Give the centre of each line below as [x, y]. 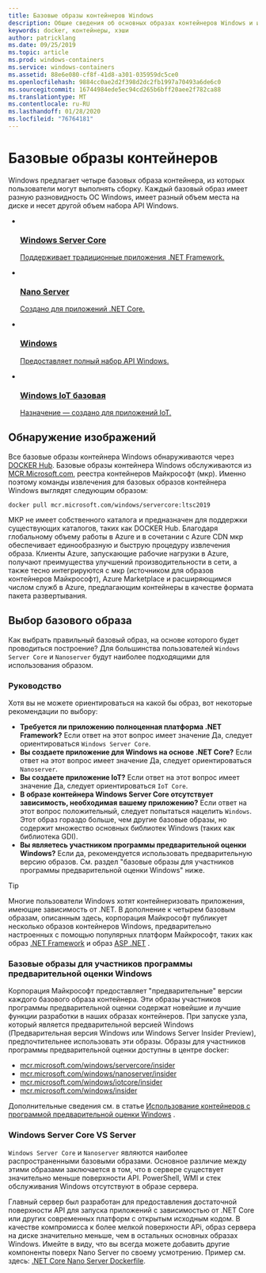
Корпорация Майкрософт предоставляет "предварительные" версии [125, 991]
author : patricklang [42, 38]
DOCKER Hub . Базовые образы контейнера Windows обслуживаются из [130, 465]
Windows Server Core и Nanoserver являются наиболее [98, 1152]
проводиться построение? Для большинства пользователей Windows [124, 648]
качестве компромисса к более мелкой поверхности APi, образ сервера [132, 1227]
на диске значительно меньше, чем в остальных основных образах [123, 1235]
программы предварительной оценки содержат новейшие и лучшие [125, 1008]
